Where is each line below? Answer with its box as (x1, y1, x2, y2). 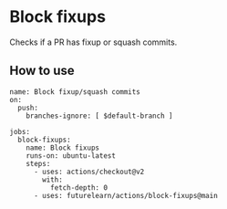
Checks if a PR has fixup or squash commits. (9, 37, 178, 47)
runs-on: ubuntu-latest (26, 151, 117, 161)
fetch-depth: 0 (49, 183, 108, 193)
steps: (26, 159, 51, 168)
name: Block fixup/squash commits (9, 87, 141, 97)
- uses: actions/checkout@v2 (33, 167, 145, 176)
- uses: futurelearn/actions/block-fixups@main (33, 191, 219, 200)
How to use (9, 63, 75, 78)
